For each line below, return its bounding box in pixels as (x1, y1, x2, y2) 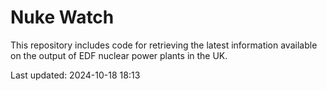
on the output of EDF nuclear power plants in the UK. (10, 49, 228, 61)
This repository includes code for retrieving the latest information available (10, 39, 318, 51)
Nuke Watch (10, 6, 115, 29)
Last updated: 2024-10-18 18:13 (10, 69, 141, 81)
